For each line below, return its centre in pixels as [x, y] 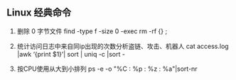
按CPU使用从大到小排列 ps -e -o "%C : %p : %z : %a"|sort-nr [107, 69]
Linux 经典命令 [39, 13]
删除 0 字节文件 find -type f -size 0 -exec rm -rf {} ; [92, 31]
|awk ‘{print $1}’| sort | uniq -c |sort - [71, 54]
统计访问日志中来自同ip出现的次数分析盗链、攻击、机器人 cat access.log [123, 46]
